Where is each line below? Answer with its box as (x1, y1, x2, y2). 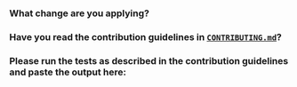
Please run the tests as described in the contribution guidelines (9, 54, 289, 67)
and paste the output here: (9, 66, 127, 78)
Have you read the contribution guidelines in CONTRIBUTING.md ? (9, 30, 283, 43)
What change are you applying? (9, 7, 149, 20)
